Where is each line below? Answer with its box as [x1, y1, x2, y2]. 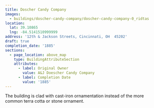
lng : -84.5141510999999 [9, 30, 58, 35]
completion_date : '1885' [5, 43, 56, 48]
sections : [5, 48, 25, 53]
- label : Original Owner [18, 66, 69, 71]
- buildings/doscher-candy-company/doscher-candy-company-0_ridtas [9, 16, 150, 21]
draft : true [5, 39, 29, 44]
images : [5, 12, 21, 17]
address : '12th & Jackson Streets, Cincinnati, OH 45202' [5, 35, 128, 39]
